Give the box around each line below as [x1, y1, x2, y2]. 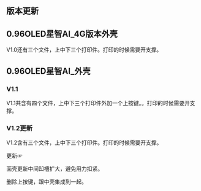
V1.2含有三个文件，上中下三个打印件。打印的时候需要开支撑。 [6, 139, 162, 146]
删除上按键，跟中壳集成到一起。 [6, 178, 87, 185]
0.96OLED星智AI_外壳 [6, 66, 91, 76]
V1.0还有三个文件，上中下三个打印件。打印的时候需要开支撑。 [6, 46, 162, 53]
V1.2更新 [6, 123, 32, 132]
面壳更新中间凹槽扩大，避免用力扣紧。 [6, 165, 103, 173]
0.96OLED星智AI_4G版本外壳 [6, 28, 118, 39]
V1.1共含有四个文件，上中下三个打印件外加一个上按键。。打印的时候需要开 [6, 99, 190, 106]
